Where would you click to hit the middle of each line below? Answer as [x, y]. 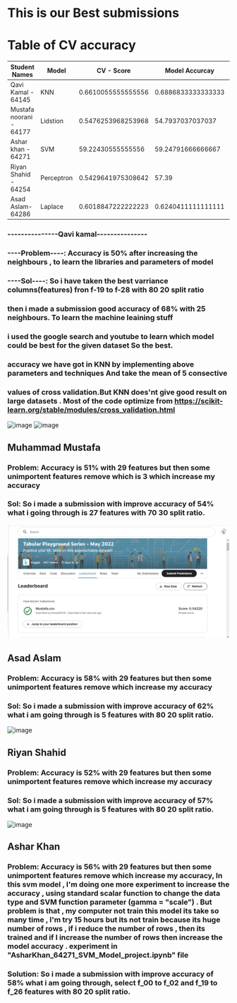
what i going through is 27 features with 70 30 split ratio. [107, 513]
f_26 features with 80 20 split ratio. [69, 992]
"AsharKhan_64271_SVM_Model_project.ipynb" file [98, 955]
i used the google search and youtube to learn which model [111, 336]
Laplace [52, 206]
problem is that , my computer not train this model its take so [113, 911]
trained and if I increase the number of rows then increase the [115, 937]
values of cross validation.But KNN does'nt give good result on [117, 392]
